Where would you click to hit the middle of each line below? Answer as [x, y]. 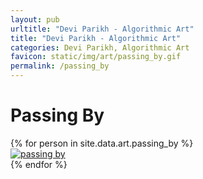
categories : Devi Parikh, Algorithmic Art [100, 47]
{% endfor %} [39, 164]
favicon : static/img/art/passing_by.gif [96, 57]
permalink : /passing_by [60, 66]
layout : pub [35, 19]
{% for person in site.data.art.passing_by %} [102, 143]
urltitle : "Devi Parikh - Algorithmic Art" [102, 29]
